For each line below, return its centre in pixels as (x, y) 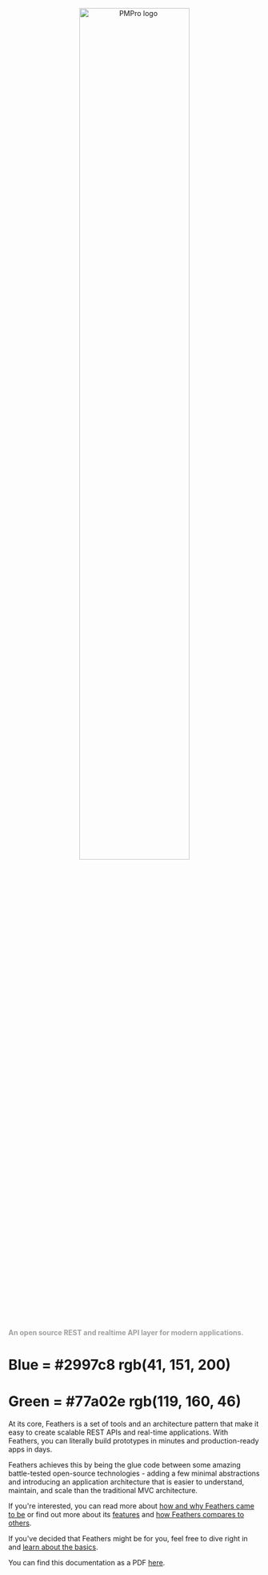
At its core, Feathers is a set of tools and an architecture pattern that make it (134, 1424)
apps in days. (30, 1449)
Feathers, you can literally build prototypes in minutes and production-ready (134, 1441)
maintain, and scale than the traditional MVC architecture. (103, 1491)
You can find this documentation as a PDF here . (87, 1563)
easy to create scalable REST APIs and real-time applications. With (118, 1432)
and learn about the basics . (53, 1547)
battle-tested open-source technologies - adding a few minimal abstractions (134, 1474)
